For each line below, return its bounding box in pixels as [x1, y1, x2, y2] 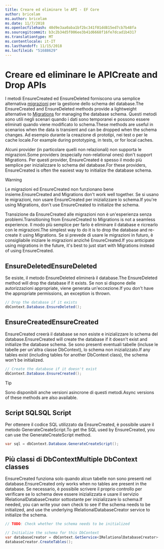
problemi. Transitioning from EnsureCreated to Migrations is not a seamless [5, 217, 155, 222]
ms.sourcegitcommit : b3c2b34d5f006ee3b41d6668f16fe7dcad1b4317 [5, 30, 137, 35]
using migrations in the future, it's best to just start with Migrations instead [5, 242, 155, 248]
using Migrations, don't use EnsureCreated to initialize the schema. [5, 202, 140, 208]
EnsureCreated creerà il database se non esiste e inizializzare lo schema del [5, 331, 158, 337]
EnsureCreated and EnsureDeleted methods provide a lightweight [5, 106, 137, 112]
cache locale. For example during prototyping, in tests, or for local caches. [5, 137, 154, 143]
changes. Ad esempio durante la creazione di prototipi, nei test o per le [5, 132, 148, 138]
